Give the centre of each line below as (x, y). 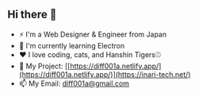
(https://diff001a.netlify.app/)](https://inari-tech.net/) (105, 74)
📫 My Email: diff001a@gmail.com (74, 83)
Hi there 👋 (32, 15)
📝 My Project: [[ (44, 66)
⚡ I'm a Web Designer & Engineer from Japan (93, 34)
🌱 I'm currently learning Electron (71, 45)
